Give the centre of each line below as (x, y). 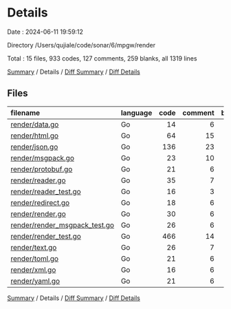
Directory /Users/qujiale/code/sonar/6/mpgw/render (81, 45)
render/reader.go (38, 180)
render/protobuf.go (42, 169)
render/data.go (35, 124)
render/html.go (35, 136)
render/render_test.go (46, 236)
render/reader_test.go (46, 191)
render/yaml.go (35, 281)
